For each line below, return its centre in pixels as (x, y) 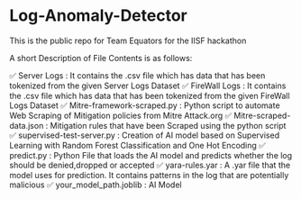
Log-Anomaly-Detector (98, 16)
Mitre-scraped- (262, 115)
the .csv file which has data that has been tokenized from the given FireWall (150, 95)
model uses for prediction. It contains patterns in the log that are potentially (149, 175)
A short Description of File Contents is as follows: (101, 58)
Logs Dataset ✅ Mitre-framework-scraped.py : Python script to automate (145, 105)
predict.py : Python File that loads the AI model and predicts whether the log (151, 155)
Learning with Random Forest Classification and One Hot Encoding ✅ (137, 145)
